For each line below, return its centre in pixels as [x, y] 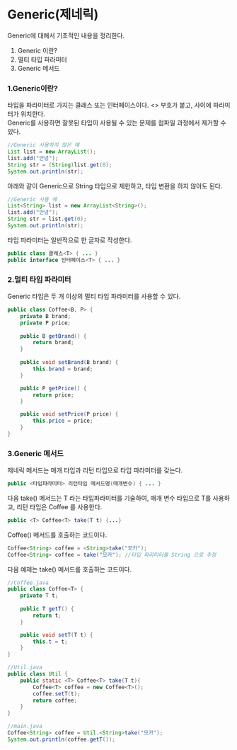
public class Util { [38, 674]
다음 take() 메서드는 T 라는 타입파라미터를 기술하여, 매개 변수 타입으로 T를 [109, 498]
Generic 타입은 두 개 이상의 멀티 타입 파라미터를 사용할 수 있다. [94, 296]
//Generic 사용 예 [32, 199]
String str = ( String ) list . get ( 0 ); [60, 165]
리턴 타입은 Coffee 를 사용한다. [59, 506]
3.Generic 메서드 [35, 453]
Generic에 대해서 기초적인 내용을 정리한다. [66, 35]
